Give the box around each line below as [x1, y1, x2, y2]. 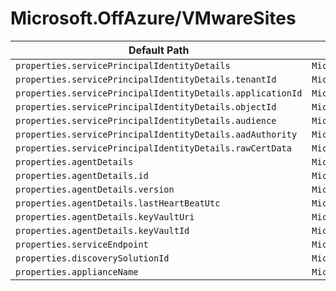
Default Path [128, 43, 190, 57]
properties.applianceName [15, 266, 139, 277]
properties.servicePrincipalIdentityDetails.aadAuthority [15, 128, 298, 140]
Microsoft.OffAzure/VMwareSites [10, 7, 297, 30]
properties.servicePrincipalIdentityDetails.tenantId [15, 73, 277, 85]
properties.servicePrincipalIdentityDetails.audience [15, 115, 277, 126]
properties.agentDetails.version [15, 183, 175, 195]
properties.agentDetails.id [15, 170, 149, 181]
